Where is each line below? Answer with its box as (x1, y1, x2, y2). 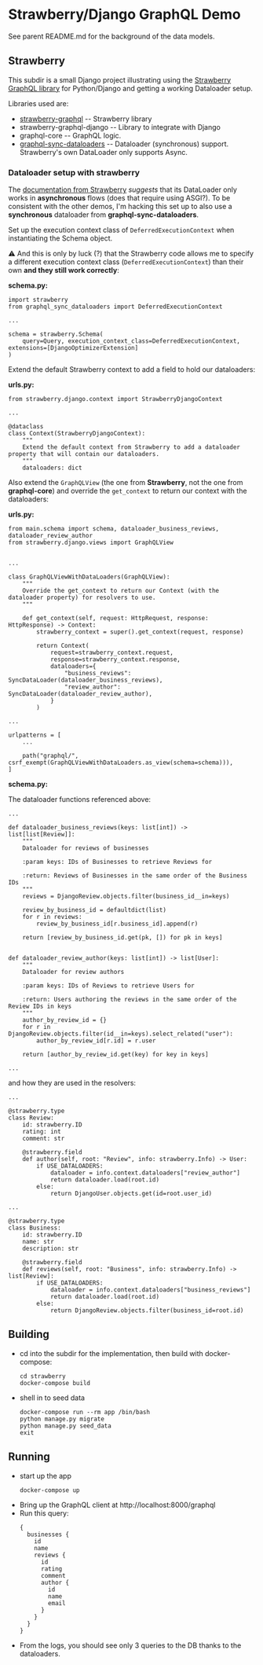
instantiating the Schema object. (8, 233, 113, 243)
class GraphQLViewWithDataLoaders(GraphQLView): (8, 573, 170, 581)
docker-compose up (19, 1486, 80, 1494)
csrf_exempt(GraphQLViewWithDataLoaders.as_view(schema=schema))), (8, 759, 234, 767)
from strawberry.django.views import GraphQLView (8, 538, 174, 547)
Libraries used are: (8, 98, 69, 108)
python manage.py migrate (19, 1415, 104, 1423)
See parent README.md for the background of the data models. (8, 31, 215, 41)
